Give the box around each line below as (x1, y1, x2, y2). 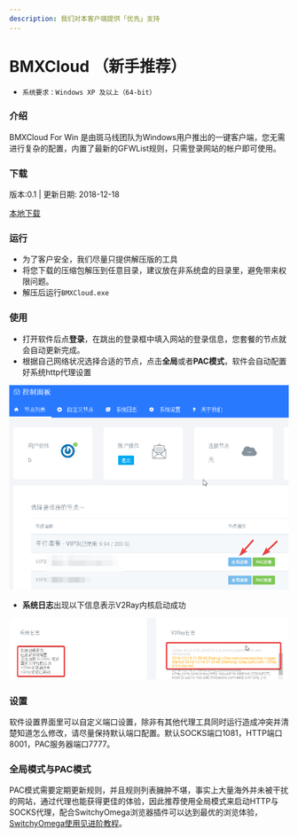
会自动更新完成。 (21, 344, 85, 355)
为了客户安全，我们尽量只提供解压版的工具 (21, 254, 178, 265)
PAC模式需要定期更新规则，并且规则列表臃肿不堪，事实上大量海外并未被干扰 (9, 785, 289, 795)
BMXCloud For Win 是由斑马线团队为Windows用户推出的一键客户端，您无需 (9, 131, 286, 142)
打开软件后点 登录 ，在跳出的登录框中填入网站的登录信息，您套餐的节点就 (21, 333, 286, 344)
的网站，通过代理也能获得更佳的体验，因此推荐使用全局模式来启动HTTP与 (9, 796, 279, 807)
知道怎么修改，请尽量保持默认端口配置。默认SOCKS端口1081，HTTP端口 (16, 727, 283, 738)
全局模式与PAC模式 (9, 763, 91, 775)
